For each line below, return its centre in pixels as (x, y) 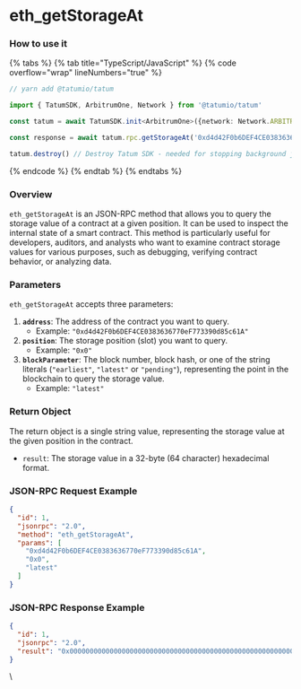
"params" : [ (40, 543)
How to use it (38, 44)
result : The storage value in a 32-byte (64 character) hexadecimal (146, 458)
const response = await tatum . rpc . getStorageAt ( (102, 138)
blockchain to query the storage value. (93, 379)
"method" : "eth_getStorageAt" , (76, 535)
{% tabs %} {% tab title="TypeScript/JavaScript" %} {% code (123, 63)
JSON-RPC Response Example (77, 607)
